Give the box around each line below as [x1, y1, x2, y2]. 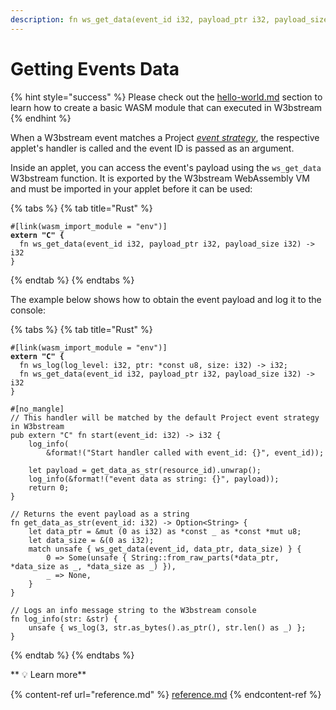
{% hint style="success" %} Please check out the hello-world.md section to [10, 91, 323, 103]
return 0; [28, 482, 70, 493]
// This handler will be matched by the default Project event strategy [10, 412, 320, 423]
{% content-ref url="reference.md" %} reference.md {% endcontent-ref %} [10, 688, 322, 700]
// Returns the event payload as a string [10, 509, 190, 519]
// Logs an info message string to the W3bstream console [10, 605, 257, 615]
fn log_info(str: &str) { [10, 614, 118, 624]
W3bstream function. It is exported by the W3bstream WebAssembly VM [10, 172, 310, 184]
